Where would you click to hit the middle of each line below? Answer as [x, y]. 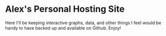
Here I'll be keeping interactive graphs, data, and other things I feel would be [83, 23]
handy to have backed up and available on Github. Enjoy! [63, 28]
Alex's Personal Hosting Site [65, 9]
